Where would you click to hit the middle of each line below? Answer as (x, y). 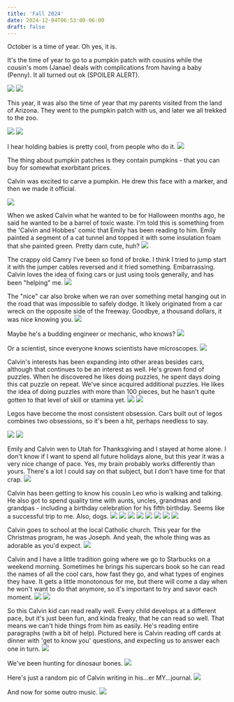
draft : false (26, 27)
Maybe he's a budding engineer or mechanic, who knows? (92, 334)
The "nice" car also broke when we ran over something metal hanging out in (117, 296)
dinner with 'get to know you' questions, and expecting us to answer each (114, 640)
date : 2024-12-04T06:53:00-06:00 (56, 20)
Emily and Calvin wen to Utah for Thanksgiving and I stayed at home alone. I (117, 449)
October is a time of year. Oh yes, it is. (62, 47)
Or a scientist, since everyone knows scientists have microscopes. (103, 349)
